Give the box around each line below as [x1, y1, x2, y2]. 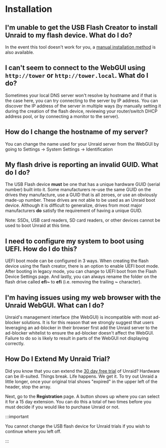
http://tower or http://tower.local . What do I [5, 71, 149, 80]
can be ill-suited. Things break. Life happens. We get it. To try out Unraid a [5, 373, 158, 379]
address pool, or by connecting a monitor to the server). [5, 113, 120, 119]
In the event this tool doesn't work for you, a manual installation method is [5, 44, 156, 50]
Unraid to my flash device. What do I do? [5, 31, 133, 39]
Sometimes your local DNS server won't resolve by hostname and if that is [5, 92, 157, 98]
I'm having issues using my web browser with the [5, 293, 161, 302]
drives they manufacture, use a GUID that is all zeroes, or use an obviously [5, 192, 158, 198]
